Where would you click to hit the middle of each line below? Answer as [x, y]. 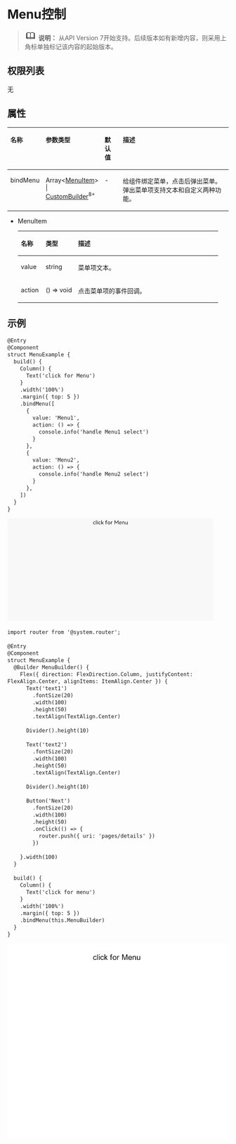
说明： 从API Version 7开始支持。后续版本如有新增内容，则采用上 [132, 38]
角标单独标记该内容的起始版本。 [71, 46]
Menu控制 [37, 14]
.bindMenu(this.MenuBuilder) [63, 921]
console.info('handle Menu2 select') [94, 474]
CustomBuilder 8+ [70, 196]
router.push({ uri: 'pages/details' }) [97, 836]
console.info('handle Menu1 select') [94, 432]
